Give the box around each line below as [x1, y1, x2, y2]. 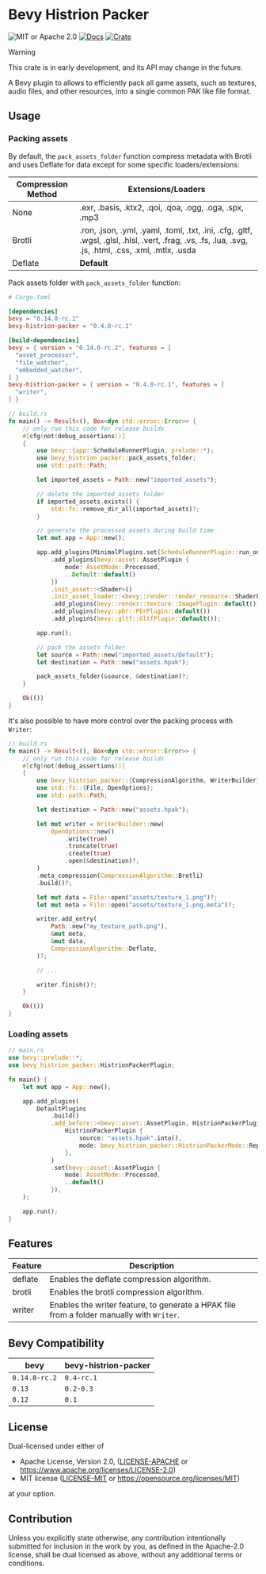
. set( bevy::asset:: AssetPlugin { [50, 1164, 161, 1172]
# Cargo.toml [8, 293, 51, 301]
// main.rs [8, 1046, 44, 1055]
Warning [8, 47, 36, 56]
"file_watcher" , [15, 359, 69, 367]
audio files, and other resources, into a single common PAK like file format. [8, 86, 252, 96]
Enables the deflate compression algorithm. [49, 1274, 211, 1285]
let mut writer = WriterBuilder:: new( [36, 820, 165, 828]
